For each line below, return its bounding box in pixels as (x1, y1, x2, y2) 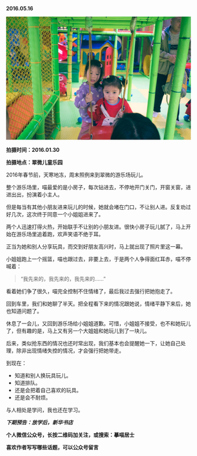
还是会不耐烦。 (14, 394, 51, 401)
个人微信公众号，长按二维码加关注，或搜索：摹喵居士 (6, 431, 135, 438)
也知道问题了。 (6, 307, 42, 314)
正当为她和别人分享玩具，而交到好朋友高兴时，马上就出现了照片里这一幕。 (6, 243, 186, 250)
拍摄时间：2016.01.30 (6, 146, 60, 153)
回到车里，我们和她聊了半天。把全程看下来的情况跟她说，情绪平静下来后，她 (6, 300, 191, 307)
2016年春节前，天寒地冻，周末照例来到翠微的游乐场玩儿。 (6, 171, 147, 178)
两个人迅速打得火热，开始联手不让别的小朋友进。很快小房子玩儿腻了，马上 (6, 223, 186, 230)
